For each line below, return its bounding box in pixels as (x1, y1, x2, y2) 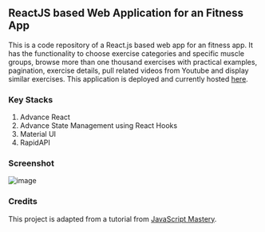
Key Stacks (8, 94, 53, 105)
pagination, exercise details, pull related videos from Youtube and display (8, 66, 249, 75)
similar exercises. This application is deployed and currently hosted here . (8, 74, 249, 83)
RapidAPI (19, 138, 50, 147)
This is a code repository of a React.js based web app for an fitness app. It (8, 40, 254, 50)
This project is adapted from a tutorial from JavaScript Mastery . (8, 214, 217, 223)
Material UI (19, 130, 57, 139)
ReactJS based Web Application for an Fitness (8, 6, 244, 20)
